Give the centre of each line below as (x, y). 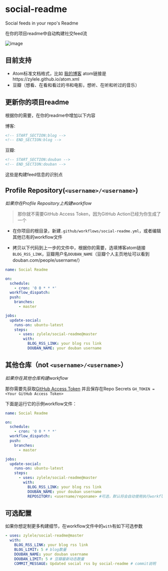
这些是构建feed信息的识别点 (34, 175)
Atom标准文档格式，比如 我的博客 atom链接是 (59, 73)
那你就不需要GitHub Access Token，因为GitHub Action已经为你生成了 (89, 214)
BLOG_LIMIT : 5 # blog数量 (40, 549)
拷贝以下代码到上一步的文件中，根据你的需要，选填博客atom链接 (79, 247)
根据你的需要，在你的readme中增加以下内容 (50, 115)
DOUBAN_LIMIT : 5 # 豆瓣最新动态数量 (49, 559)
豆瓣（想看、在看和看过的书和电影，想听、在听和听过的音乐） (76, 85)
